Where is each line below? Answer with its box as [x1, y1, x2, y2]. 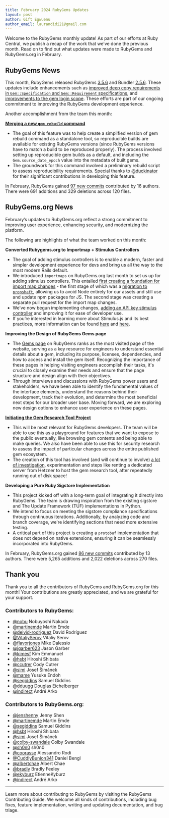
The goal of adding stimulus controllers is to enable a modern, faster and [12, 256, 163, 263]
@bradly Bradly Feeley [12, 766, 60, 772]
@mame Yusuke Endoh [12, 672, 61, 678]
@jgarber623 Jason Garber [12, 645, 70, 651]
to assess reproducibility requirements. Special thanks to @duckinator [12, 168, 158, 174]
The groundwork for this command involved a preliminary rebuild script [12, 163, 160, 169]
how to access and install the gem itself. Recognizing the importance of [12, 356, 161, 363]
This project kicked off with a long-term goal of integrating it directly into [12, 492, 163, 498]
